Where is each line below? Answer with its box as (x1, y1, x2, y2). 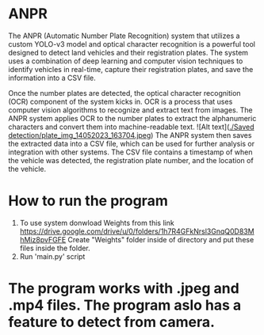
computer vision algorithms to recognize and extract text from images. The (8, 105, 253, 115)
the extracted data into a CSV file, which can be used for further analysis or (8, 139, 255, 148)
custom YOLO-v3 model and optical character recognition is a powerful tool (8, 39, 256, 48)
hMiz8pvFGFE (19, 234, 67, 244)
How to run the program (8, 192, 168, 210)
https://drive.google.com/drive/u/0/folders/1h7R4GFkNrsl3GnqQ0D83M (19, 227, 255, 236)
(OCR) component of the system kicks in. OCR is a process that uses (8, 97, 233, 106)
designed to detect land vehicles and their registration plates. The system (8, 48, 248, 57)
